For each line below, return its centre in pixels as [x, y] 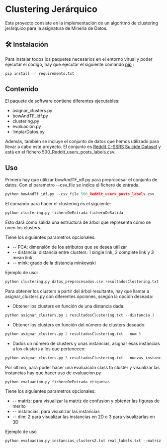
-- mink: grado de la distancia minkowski [54, 263]
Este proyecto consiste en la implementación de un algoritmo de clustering [82, 23]
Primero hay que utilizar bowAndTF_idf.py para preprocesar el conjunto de [81, 180]
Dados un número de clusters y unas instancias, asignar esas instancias [86, 343]
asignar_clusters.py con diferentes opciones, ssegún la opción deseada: [79, 296]
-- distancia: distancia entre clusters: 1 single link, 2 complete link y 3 [83, 252]
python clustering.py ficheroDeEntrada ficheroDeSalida [64, 213]
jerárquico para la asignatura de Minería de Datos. [56, 28]
